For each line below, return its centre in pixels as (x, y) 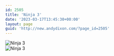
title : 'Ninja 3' (24, 15)
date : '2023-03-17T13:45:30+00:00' (43, 19)
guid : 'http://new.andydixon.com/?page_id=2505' (58, 29)
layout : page (19, 24)
